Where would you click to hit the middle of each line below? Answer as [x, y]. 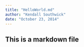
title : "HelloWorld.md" [30, 10]
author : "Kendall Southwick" [35, 14]
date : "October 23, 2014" [32, 19]
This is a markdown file [42, 39]
